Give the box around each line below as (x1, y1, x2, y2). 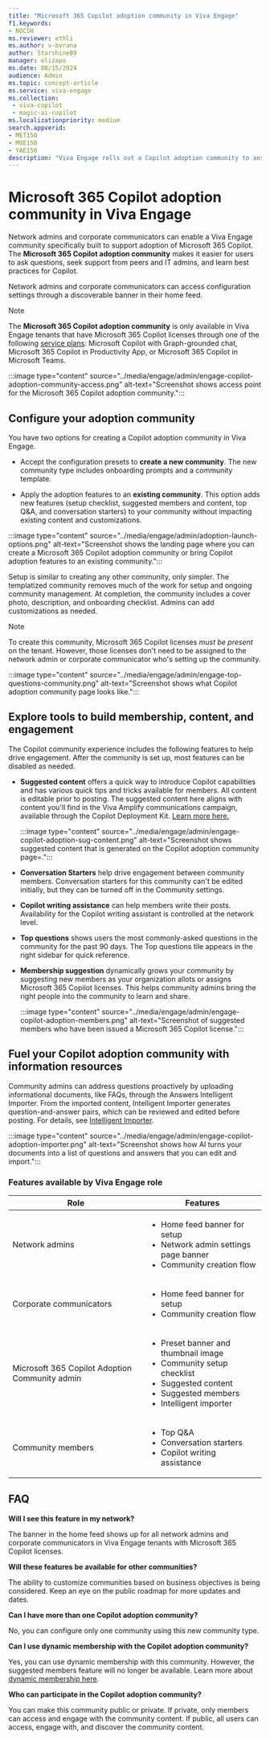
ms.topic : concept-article (8, 79, 99, 87)
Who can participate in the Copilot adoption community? (8, 1689, 202, 1699)
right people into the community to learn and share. (19, 991, 190, 1001)
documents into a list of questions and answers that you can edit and (8, 1148, 237, 1157)
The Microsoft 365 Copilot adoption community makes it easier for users (8, 249, 255, 259)
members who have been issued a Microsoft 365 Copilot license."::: (19, 1024, 244, 1034)
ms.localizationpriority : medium (8, 117, 121, 125)
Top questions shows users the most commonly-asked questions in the (19, 933, 259, 943)
